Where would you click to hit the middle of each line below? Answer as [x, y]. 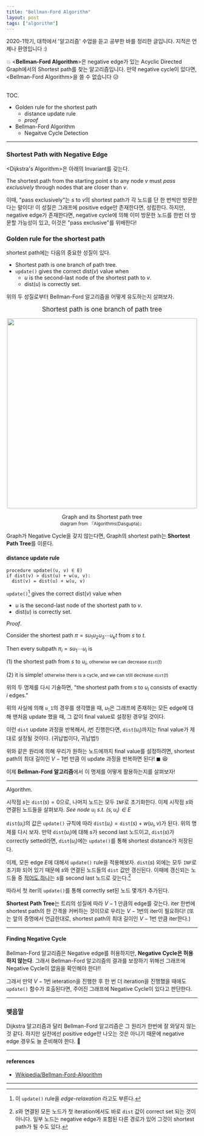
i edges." [17, 696]
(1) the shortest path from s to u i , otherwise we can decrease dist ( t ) [84, 662]
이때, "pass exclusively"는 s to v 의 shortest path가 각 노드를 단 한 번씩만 [94, 200]
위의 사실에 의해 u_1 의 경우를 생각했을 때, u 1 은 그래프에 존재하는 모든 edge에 [97, 708]
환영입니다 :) [32, 49]
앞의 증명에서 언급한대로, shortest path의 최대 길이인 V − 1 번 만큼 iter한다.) [102, 919]
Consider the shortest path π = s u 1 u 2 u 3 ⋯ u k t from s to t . [76, 636]
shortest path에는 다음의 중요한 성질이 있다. [59, 252]
